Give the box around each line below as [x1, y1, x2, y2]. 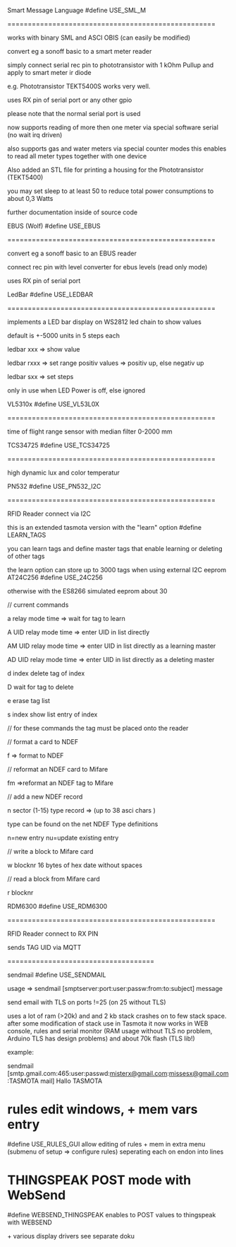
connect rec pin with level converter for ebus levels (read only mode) [7, 263, 208, 271]
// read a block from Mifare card [7, 875, 100, 883]
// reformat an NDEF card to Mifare [7, 765, 108, 773]
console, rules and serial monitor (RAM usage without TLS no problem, [7, 1027, 213, 1035]
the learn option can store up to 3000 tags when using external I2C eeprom [7, 566, 227, 574]
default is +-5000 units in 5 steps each [7, 332, 120, 340]
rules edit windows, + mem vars [7, 1101, 198, 1118]
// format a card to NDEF [7, 738, 79, 746]
